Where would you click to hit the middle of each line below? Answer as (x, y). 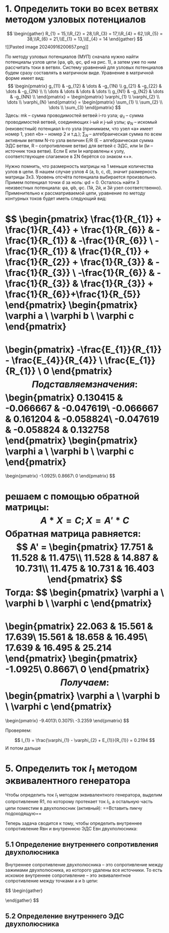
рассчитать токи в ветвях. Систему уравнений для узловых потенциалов (84, 67)
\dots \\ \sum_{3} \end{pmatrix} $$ (85, 107)
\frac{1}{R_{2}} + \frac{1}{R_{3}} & (79, 262)
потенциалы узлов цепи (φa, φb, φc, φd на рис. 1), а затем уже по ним (81, 62)
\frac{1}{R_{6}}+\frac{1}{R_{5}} (73, 294)
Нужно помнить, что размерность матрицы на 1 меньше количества (79, 166)
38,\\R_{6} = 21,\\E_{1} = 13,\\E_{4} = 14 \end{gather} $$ (85, 39)
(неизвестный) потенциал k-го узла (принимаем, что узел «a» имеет (79, 128)
